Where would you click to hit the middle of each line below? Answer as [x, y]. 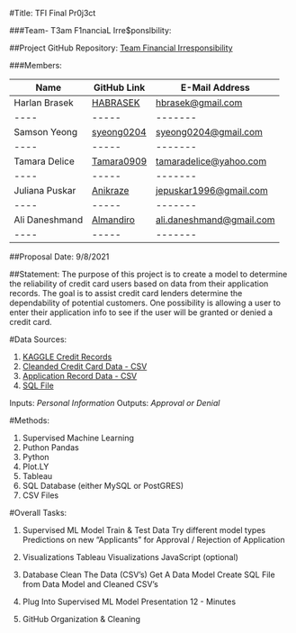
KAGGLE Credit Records [67, 357]
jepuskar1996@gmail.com [212, 190]
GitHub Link [119, 87]
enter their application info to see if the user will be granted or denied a [141, 312]
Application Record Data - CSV [80, 376]
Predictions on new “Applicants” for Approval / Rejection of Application [153, 540]
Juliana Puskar [45, 190]
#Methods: [29, 420]
